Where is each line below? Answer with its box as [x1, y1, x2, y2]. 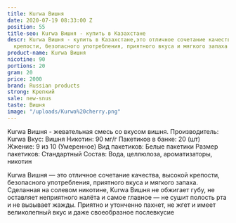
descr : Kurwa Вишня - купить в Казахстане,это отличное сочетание [7, 36, 206, 43]
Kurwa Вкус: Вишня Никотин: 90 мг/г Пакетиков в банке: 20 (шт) [7, 135, 201, 143]
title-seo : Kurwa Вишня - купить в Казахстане [7, 29, 146, 37]
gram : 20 [7, 69, 33, 76]
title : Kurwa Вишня [7, 10, 65, 18]
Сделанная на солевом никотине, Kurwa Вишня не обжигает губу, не [7, 185, 216, 194]
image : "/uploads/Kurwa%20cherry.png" [7, 108, 121, 115]
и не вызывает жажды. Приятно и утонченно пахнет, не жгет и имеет [7, 201, 216, 209]
